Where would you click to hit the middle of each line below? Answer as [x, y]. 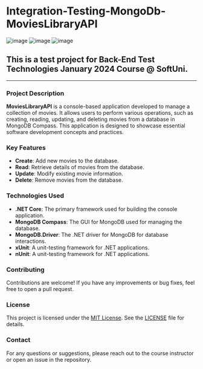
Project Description [35, 93]
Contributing [25, 269]
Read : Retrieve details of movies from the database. [80, 167]
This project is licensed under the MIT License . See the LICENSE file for [95, 318]
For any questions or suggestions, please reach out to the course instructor [100, 353]
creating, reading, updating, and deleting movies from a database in [91, 120]
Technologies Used [35, 196]
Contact [18, 340]
